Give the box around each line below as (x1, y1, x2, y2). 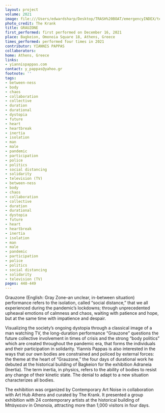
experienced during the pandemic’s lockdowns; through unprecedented (5, 305, 150, 311)
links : (5, 57, 19, 62)
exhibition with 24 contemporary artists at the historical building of (5, 397, 140, 403)
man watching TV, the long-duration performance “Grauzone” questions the (5, 330, 159, 336)
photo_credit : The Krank (5, 21, 56, 26)
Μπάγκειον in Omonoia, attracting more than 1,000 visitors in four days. (5, 402, 150, 408)
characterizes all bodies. (5, 377, 55, 383)
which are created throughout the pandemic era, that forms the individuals (5, 341, 156, 347)
